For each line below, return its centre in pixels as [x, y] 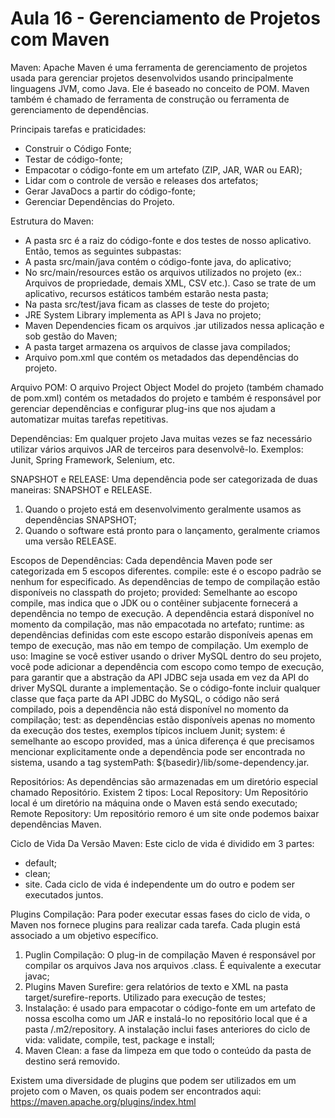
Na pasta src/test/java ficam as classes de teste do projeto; [147, 304]
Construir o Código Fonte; [78, 148]
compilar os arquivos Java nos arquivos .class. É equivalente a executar [173, 965]
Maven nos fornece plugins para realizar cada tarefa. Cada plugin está [155, 924]
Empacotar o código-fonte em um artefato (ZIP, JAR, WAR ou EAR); [163, 169]
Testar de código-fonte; [73, 159]
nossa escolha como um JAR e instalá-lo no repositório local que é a [166, 1018]
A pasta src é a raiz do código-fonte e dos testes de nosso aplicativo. [168, 240]
